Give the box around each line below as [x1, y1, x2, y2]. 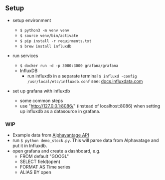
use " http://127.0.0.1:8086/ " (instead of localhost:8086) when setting [19, 102, 161, 109]
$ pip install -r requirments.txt [19, 38, 92, 43]
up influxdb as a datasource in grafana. [19, 108, 101, 114]
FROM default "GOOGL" [19, 153, 69, 159]
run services [12, 52, 38, 58]
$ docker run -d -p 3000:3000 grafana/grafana [19, 63, 119, 68]
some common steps [19, 97, 63, 103]
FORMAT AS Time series [19, 164, 71, 170]
